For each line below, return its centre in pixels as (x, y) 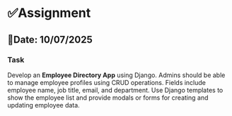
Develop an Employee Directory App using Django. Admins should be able (116, 75)
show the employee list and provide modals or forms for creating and (108, 98)
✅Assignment (49, 13)
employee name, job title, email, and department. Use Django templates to (115, 90)
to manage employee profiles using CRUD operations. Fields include (107, 82)
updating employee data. (43, 105)
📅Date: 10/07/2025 (50, 39)
